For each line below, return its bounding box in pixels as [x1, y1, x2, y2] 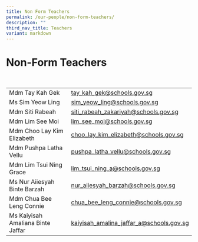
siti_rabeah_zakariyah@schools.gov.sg [71, 108, 179, 116]
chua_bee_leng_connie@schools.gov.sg [71, 198, 182, 207]
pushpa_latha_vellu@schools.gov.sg [71, 148, 171, 156]
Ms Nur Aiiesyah [9, 178, 55, 186]
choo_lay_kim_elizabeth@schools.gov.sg [71, 131, 184, 139]
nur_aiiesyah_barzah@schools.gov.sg [71, 181, 176, 190]
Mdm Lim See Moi [9, 117, 59, 125]
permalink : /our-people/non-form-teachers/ [6, 14, 115, 20]
